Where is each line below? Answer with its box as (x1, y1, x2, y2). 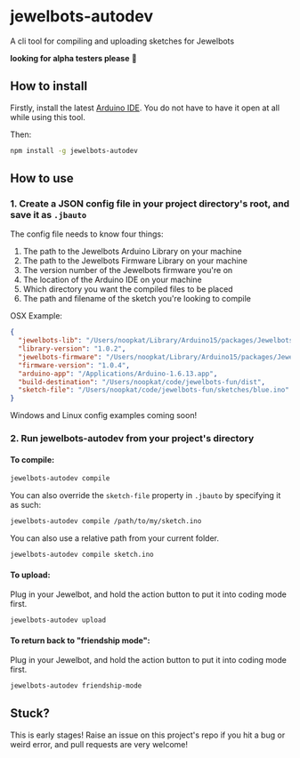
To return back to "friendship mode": (10, 634, 150, 646)
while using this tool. (10, 111, 85, 122)
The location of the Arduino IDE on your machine (22, 274, 203, 286)
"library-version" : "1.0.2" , (18, 344, 126, 353)
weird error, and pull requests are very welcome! (10, 738, 188, 749)
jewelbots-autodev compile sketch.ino (10, 550, 154, 560)
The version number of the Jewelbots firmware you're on (22, 265, 233, 276)
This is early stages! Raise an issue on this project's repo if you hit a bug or (10, 730, 286, 740)
